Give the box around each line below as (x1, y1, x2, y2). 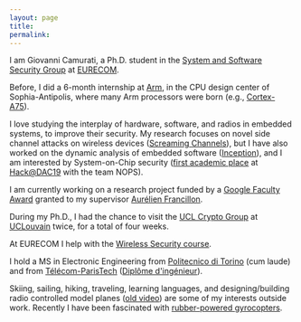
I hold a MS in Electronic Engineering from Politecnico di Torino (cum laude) (9, 256, 291, 267)
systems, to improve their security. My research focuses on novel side (9, 128, 271, 139)
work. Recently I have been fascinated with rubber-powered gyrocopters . (9, 302, 283, 313)
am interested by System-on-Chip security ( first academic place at (9, 157, 259, 168)
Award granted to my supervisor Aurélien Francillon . (9, 194, 203, 204)
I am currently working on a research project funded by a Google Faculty (9, 185, 280, 195)
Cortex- (246, 91, 276, 102)
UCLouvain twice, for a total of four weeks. (9, 221, 169, 232)
